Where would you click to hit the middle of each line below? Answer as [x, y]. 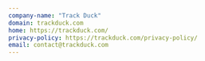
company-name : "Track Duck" [55, 15]
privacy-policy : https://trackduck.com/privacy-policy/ [103, 38]
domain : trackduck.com [46, 23]
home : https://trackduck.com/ [59, 30]
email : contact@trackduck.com [59, 45]
